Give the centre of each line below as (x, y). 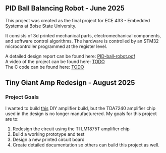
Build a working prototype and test (48, 134)
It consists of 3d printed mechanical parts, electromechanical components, (83, 35)
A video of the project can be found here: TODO (55, 61)
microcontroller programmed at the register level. (56, 46)
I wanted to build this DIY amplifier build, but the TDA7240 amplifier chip (80, 108)
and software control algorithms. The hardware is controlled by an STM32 (82, 41)
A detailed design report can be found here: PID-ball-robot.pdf (70, 56)
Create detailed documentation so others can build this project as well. (86, 145)
